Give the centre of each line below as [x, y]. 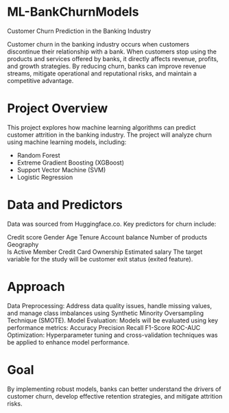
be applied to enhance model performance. [69, 342]
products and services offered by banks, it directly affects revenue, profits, [113, 58]
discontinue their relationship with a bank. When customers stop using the [112, 51]
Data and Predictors [65, 205]
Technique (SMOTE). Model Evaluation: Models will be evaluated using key [112, 320]
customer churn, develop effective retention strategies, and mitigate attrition [115, 396]
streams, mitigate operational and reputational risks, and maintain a [102, 73]
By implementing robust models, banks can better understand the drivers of [114, 389]
